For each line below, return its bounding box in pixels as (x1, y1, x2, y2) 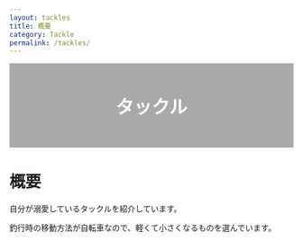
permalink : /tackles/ (9, 38, 91, 48)
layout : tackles (9, 13, 70, 22)
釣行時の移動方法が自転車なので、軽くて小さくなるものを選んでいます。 (9, 222, 277, 234)
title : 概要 (9, 22, 51, 31)
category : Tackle (9, 30, 75, 39)
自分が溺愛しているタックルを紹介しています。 (9, 203, 182, 214)
